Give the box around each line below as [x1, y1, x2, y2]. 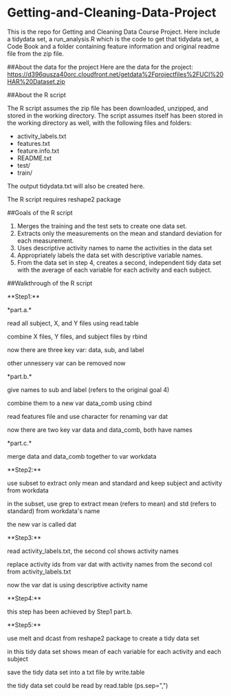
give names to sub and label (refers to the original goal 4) [7, 385, 170, 393]
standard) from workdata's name [7, 507, 100, 515]
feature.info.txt [16, 146, 60, 155]
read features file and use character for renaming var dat [7, 412, 168, 420]
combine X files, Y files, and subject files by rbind [7, 332, 148, 340]
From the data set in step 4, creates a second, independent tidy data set [16, 258, 221, 266]
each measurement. [16, 236, 74, 245]
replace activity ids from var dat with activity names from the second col [7, 560, 212, 568]
